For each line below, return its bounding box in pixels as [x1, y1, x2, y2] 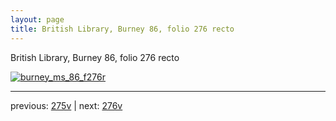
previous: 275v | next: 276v [10, 99, 123, 111]
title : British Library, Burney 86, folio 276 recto [10, 24, 235, 34]
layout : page [10, 14, 65, 25]
